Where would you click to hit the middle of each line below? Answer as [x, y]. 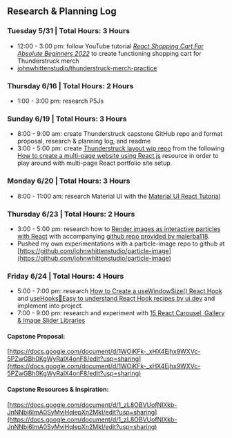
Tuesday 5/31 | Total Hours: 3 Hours [68, 31]
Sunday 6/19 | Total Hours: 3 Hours [67, 119]
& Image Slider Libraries [51, 321]
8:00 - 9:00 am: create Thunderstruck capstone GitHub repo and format [120, 134]
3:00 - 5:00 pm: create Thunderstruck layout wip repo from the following [120, 148]
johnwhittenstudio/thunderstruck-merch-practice [87, 68]
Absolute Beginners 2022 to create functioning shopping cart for [109, 53]
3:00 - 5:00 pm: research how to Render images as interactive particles [119, 229]
